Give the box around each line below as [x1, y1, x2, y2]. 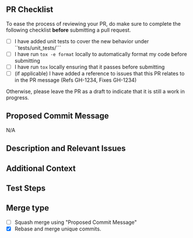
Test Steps [6, 184, 46, 194]
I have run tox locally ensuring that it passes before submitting [14, 63, 165, 70]
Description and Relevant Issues [6, 143, 127, 154]
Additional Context [6, 163, 76, 173]
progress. [6, 94, 29, 101]
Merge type [6, 203, 50, 213]
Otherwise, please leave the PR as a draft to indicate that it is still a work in [6, 88, 185, 95]
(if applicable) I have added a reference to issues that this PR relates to [14, 70, 185, 77]
